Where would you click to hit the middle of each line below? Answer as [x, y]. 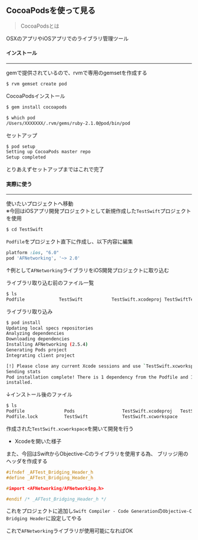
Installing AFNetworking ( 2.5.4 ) [47, 345]
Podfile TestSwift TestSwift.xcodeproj [84, 299]
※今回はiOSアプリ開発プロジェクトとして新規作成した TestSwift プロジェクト [99, 211]
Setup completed [26, 157]
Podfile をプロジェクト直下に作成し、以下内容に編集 [70, 242]
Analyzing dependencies [35, 334]
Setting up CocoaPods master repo [49, 152]
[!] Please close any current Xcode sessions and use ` [76, 366]
